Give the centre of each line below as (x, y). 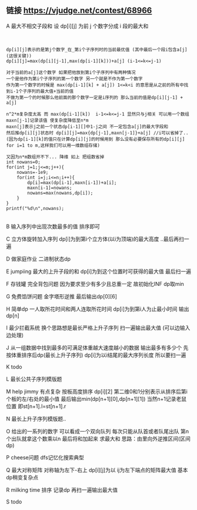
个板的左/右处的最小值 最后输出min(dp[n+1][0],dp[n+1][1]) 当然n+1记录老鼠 (96, 399)
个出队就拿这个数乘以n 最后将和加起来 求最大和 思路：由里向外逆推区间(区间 (98, 439)
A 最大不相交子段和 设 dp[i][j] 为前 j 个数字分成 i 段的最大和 (77, 26)
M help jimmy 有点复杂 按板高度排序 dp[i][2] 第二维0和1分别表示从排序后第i (97, 391)
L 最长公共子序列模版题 (34, 379)
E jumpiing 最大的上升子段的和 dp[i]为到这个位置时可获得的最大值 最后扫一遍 (99, 271)
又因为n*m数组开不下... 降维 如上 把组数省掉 (55, 157)
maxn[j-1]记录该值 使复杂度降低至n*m (47, 120)
